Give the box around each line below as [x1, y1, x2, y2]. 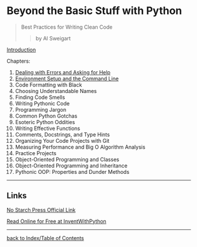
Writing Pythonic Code [15, 100, 70, 107]
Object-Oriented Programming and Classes [15, 156, 119, 163]
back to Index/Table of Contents [6, 234, 84, 241]
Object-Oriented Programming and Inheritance [15, 162, 128, 169]
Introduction [6, 46, 36, 53]
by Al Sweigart [35, 35, 71, 42]
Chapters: [6, 57, 31, 64]
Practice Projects [15, 149, 57, 156]
